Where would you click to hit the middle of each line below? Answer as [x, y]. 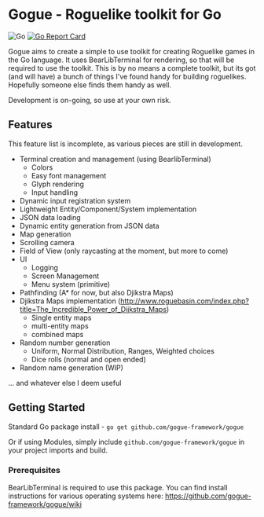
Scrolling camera [47, 242]
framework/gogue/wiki [45, 504]
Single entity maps [61, 317]
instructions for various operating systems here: [86, 496]
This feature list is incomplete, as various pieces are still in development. [126, 144]
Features [30, 125]
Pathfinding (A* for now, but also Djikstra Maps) [97, 292]
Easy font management [69, 175]
